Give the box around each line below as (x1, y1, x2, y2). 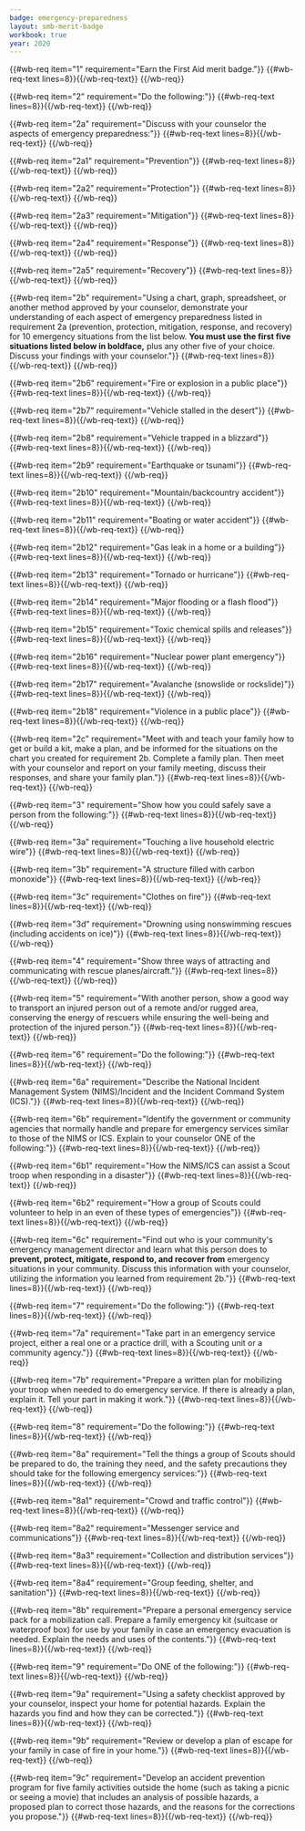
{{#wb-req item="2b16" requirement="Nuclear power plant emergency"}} (9, 651, 286, 662)
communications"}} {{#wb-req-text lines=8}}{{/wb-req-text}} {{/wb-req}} (9, 1533, 287, 1544)
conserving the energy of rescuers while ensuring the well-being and (9, 1012, 269, 1023)
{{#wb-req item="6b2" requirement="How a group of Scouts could (9, 1197, 261, 1208)
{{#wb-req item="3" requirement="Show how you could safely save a (9, 800, 271, 811)
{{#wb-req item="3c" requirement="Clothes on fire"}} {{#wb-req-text (9, 891, 271, 903)
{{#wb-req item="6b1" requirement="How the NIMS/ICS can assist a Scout (9, 1160, 290, 1172)
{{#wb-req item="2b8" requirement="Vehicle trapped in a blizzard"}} (9, 432, 269, 443)
